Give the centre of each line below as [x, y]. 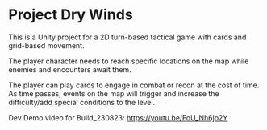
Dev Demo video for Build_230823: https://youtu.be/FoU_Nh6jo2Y [118, 117]
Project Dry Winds [71, 15]
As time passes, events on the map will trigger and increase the [114, 93]
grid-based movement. [46, 45]
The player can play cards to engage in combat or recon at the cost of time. [134, 85]
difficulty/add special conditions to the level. [82, 102]
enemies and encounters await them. [70, 69]
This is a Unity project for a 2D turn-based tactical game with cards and [127, 37]
